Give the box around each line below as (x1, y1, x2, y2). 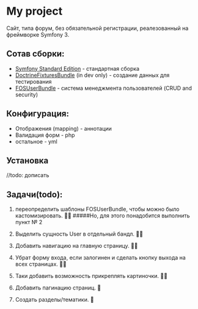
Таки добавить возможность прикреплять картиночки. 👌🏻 (15, 272, 168, 280)
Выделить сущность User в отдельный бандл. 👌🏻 (15, 230, 144, 238)
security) (15, 90, 38, 98)
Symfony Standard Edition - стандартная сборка (15, 65, 139, 72)
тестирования (15, 78, 52, 85)
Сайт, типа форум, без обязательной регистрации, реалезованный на (6, 24, 189, 32)
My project (6, 4, 63, 18)
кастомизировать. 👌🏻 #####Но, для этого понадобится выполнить (15, 212, 191, 219)
